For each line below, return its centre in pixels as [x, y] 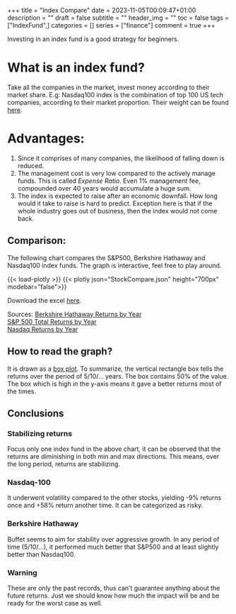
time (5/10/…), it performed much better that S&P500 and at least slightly [113, 547]
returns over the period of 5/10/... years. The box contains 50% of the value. [118, 376]
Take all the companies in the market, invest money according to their [108, 87]
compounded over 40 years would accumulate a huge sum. [104, 188]
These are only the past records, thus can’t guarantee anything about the [114, 588]
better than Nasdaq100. [41, 554]
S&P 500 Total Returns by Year [52, 321]
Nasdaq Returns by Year [43, 329]
